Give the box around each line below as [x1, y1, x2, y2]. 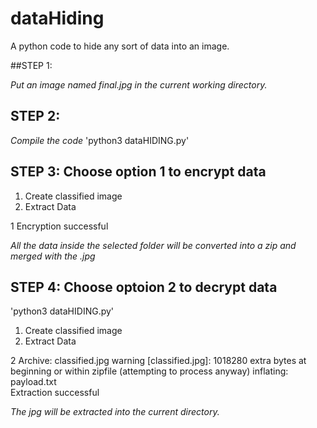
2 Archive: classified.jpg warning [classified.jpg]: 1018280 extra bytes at [10, 355, 307, 367]
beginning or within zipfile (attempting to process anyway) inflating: [10, 365, 289, 377]
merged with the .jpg [10, 250, 96, 262]
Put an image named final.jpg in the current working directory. [10, 78, 268, 91]
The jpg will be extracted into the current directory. [10, 406, 220, 418]
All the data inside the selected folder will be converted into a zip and [10, 239, 297, 251]
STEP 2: [10, 108, 61, 125]
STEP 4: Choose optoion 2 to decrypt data [10, 278, 278, 296]
